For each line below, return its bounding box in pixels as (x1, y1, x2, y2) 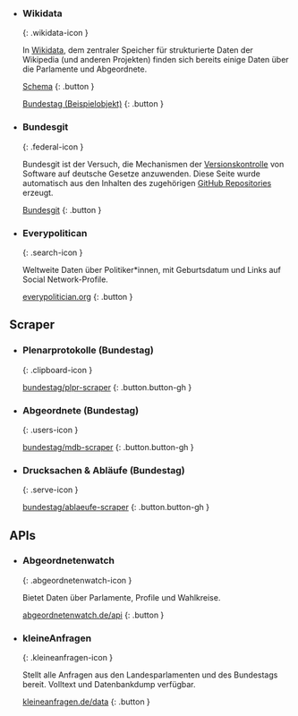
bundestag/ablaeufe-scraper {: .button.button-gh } (21, 502, 210, 513)
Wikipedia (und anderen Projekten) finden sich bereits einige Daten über (21, 55, 289, 65)
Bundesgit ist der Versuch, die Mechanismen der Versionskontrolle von (21, 158, 285, 169)
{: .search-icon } (21, 247, 83, 258)
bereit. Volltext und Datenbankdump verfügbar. (21, 679, 196, 690)
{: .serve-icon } (21, 484, 79, 495)
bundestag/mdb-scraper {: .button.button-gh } (21, 441, 194, 452)
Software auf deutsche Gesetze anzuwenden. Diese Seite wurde (21, 168, 261, 179)
